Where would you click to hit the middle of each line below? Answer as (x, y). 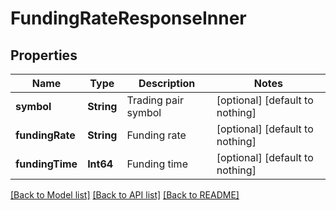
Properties (44, 55)
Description (167, 83)
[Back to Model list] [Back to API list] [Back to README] (125, 195)
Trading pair (155, 100)
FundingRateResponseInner (128, 18)
